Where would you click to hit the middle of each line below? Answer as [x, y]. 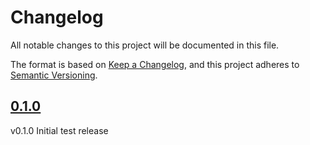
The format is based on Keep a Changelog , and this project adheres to [155, 64]
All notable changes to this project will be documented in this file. [145, 45]
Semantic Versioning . [54, 75]
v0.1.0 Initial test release [59, 130]
